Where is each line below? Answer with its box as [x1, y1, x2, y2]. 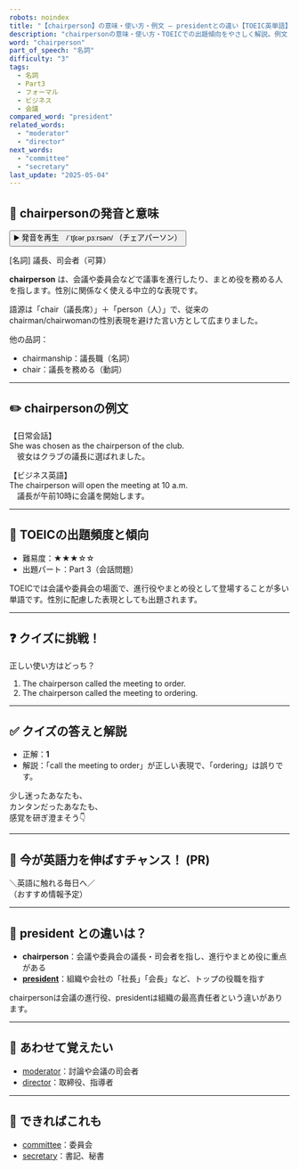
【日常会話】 [9, 430, 56, 441]
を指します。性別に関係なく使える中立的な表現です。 [9, 285, 203, 296]
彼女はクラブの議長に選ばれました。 [16, 451, 149, 462]
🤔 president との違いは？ [9, 926, 148, 941]
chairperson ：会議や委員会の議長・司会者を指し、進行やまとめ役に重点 [21, 951, 287, 961]
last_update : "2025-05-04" [9, 170, 109, 179]
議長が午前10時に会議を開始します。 [16, 490, 149, 501]
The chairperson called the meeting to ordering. [21, 687, 198, 698]
